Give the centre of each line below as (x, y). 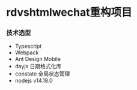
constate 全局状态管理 (42, 74)
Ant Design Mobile (38, 59)
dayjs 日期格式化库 (38, 66)
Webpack (27, 53)
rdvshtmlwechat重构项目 (69, 12)
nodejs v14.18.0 (34, 81)
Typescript (28, 47)
